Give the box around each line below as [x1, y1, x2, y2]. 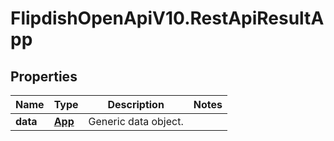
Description [107, 98, 165, 111]
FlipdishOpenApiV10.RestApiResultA [10, 7, 325, 30]
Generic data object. [88, 115, 184, 128]
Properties [10, 68, 78, 85]
